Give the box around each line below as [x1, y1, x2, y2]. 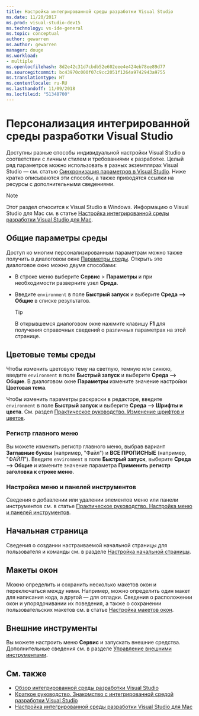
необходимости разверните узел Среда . [14, 279, 118, 286]
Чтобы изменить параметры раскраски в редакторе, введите [6, 396, 163, 403]
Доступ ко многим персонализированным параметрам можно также [6, 249, 182, 256]
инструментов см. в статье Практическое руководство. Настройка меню [6, 502, 192, 509]
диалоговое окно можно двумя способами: [6, 261, 117, 268]
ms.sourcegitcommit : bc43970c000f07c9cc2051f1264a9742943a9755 [6, 69, 166, 75]
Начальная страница [6, 526, 89, 536]
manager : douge [6, 47, 44, 53]
